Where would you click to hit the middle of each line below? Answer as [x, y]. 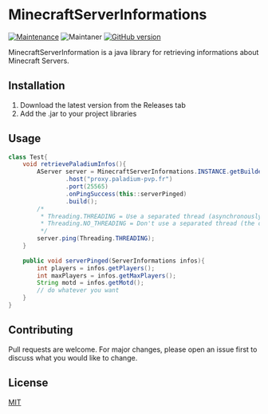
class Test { [28, 157]
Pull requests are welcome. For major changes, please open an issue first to [133, 349]
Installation [37, 86]
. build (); [81, 201]
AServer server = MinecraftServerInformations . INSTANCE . [133, 172]
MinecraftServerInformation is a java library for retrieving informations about [134, 52]
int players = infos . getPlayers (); [96, 268]
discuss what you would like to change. [73, 357]
